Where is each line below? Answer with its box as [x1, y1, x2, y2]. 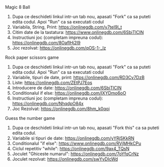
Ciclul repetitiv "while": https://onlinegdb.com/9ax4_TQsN [12, 146, 130, 151]
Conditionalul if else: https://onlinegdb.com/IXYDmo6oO [12, 90, 126, 96]
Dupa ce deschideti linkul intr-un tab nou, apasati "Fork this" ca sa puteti [12, 125, 160, 131]
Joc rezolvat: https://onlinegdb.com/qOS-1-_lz [12, 45, 107, 51]
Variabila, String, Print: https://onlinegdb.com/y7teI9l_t [12, 24, 122, 30]
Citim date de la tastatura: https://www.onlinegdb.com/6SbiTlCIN [12, 29, 144, 35]
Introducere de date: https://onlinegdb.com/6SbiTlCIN [12, 85, 122, 90]
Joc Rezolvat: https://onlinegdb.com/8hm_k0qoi [12, 106, 110, 111]
